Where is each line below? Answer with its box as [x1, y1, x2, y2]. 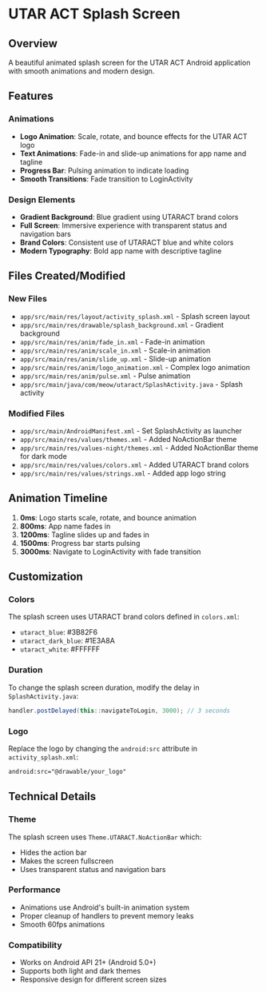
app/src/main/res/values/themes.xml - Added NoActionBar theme [19, 434, 237, 444]
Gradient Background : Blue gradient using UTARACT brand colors [19, 212, 239, 221]
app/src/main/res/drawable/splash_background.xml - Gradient [19, 320, 224, 329]
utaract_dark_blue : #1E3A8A [19, 636, 116, 646]
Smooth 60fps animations [19, 919, 105, 929]
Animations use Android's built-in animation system [19, 902, 190, 912]
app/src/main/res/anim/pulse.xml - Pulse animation [19, 371, 191, 380]
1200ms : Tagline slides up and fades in [19, 529, 149, 540]
